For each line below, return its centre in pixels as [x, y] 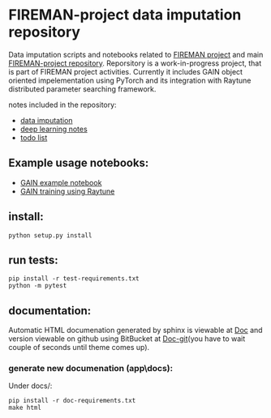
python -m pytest [38, 286]
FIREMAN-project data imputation [125, 15]
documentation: [50, 311]
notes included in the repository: [62, 104]
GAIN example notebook [61, 182]
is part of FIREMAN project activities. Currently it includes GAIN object [126, 71]
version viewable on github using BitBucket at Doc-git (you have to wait [127, 339]
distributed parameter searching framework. [82, 89]
